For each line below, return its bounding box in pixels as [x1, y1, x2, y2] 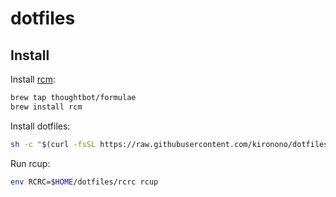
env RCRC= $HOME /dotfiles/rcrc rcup [10, 177, 159, 187]
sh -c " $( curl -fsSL [10, 139, 97, 149]
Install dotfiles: [10, 120, 71, 132]
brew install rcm [10, 102, 83, 112]
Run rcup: [10, 157, 51, 169]
